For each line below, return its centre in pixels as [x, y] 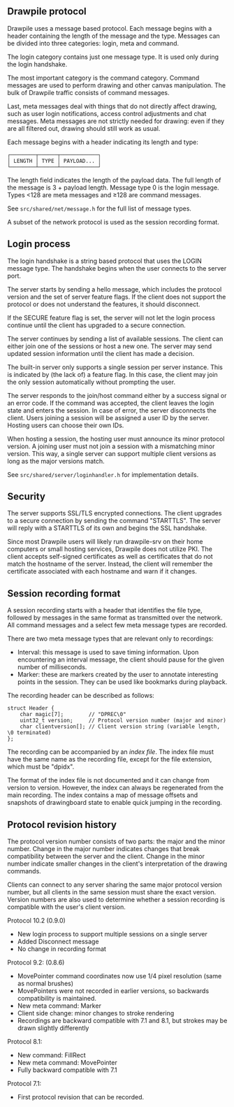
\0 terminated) [29, 733]
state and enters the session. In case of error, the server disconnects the [112, 410]
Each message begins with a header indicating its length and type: [103, 142]
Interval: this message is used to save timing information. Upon [108, 652]
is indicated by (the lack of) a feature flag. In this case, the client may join [112, 374]
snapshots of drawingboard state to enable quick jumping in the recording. [115, 803]
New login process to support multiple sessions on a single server [112, 934]
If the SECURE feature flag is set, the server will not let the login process [111, 317]
